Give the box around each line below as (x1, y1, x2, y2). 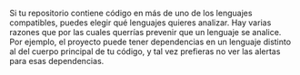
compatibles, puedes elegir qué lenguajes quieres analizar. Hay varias (9, 17, 272, 28)
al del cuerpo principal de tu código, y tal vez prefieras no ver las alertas (9, 46, 281, 57)
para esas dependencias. (9, 56, 105, 66)
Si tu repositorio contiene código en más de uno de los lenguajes (9, 8, 253, 18)
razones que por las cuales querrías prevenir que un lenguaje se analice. (9, 27, 282, 37)
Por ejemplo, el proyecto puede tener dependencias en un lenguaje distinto (9, 36, 292, 47)
